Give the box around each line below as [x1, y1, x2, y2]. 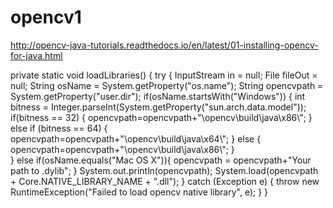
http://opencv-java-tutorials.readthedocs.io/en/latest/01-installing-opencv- [10, 39, 319, 51]
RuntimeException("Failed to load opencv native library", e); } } [10, 186, 269, 198]
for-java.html [10, 49, 63, 61]
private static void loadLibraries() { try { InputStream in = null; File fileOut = [10, 69, 318, 81]
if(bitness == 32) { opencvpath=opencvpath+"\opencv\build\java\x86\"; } [10, 111, 313, 123]
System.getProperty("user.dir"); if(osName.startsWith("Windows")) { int [10, 90, 306, 102]
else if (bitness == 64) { [10, 122, 108, 134]
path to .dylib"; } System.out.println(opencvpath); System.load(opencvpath [10, 164, 319, 176]
